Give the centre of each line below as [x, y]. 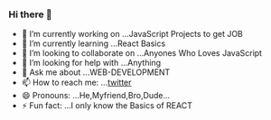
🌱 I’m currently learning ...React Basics [93, 43]
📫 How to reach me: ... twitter [76, 83]
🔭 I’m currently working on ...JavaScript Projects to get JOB [132, 34]
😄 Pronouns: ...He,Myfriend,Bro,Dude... [96, 96]
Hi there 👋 [31, 14]
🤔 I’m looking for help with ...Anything [91, 63]
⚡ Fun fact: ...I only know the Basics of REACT [107, 106]
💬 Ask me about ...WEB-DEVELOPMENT [96, 72]
